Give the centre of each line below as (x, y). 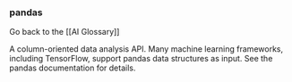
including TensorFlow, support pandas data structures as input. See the (141, 59)
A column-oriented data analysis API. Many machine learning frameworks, (146, 49)
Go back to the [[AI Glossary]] (64, 32)
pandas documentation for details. (73, 68)
